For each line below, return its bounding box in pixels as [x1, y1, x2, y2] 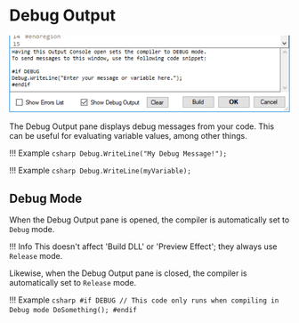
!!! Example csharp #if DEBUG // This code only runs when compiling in [9, 295, 279, 305]
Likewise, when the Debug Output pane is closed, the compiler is [9, 268, 247, 279]
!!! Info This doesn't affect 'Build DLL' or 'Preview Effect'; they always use [9, 241, 278, 252]
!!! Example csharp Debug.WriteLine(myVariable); [9, 166, 191, 176]
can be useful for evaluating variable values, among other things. [9, 131, 247, 141]
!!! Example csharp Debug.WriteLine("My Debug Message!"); [9, 148, 228, 158]
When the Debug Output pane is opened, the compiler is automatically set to [9, 214, 290, 225]
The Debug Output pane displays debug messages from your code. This [9, 121, 274, 132]
